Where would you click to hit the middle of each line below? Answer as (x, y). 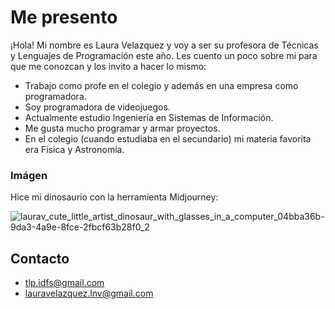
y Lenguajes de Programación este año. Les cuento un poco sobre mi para (164, 55)
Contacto (40, 258)
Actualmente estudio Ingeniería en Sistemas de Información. (149, 117)
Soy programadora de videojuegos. (97, 107)
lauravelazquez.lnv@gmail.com (89, 293)
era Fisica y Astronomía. (74, 149)
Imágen (29, 175)
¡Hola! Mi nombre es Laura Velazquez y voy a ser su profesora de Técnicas (164, 45)
